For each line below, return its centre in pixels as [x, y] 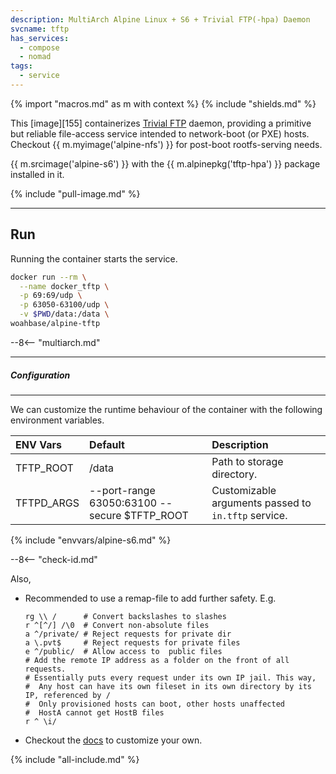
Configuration [40, 375]
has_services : [40, 38]
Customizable [244, 490]
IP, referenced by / [67, 695]
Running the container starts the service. [94, 258]
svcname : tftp [40, 29]
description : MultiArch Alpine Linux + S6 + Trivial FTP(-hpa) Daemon [160, 19]
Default [107, 444]
